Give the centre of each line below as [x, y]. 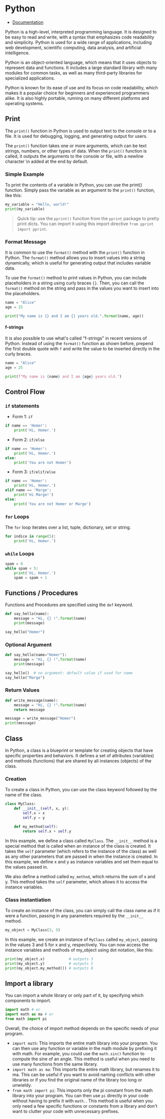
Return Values [22, 690]
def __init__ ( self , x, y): [41, 809]
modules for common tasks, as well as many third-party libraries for [74, 73]
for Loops [17, 516]
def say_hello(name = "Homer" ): [36, 655]
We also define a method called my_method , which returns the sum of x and [80, 876]
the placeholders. [23, 294]
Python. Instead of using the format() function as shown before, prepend [79, 343]
